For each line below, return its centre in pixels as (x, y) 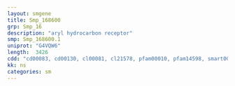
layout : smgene (29, 14)
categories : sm (29, 71)
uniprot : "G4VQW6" (34, 46)
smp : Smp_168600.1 (34, 40)
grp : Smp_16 (24, 26)
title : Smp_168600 (34, 20)
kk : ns (17, 65)
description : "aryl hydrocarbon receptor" (70, 33)
